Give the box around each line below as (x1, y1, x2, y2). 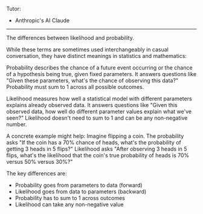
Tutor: (6, 5, 21, 12)
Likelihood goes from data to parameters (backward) (14, 188, 147, 195)
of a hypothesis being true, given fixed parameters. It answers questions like (6, 71, 197, 77)
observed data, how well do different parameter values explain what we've (6, 108, 192, 115)
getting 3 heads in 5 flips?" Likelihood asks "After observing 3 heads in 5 (6, 145, 187, 152)
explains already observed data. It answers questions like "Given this (6, 102, 178, 108)
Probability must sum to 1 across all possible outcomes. (6, 83, 144, 90)
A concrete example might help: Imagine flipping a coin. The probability (6, 132, 184, 140)
